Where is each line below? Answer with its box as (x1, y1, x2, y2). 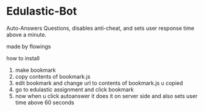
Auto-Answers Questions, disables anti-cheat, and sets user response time (6, 24, 195, 32)
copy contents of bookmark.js (15, 73, 91, 80)
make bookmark (15, 66, 56, 74)
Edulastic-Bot (6, 4, 77, 18)
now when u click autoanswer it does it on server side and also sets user (15, 92, 198, 99)
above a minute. (6, 30, 47, 38)
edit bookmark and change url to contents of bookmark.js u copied (15, 79, 183, 87)
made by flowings (6, 43, 51, 50)
